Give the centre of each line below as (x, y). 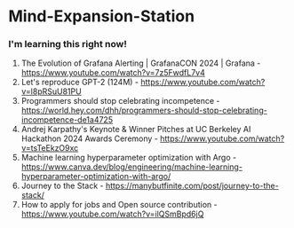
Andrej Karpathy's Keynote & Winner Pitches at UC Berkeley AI (136, 130)
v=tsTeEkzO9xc (50, 148)
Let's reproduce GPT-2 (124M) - (80, 83)
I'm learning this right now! (68, 44)
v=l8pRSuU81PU (51, 91)
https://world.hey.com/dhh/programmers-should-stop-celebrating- (144, 110)
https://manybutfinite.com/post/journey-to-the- (192, 186)
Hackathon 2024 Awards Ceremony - (90, 138)
